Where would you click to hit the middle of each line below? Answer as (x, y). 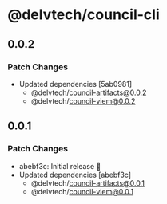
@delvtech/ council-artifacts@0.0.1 (88, 183)
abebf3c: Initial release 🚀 (60, 166)
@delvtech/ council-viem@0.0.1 (82, 191)
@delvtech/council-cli (84, 15)
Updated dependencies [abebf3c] (75, 175)
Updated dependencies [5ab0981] (76, 84)
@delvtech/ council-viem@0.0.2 (83, 100)
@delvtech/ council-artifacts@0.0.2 (89, 92)
